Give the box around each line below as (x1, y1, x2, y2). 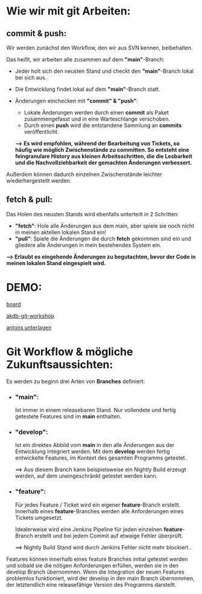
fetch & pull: (6, 195, 53, 205)
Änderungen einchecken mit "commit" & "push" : (14, 98, 139, 104)
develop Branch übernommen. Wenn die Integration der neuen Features (6, 568, 185, 575)
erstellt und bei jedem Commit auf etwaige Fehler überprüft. (34, 532, 183, 539)
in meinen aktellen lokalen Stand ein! (14, 228, 107, 236)
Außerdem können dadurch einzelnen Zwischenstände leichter (6, 170, 163, 178)
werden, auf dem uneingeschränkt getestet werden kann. (14, 472, 158, 480)
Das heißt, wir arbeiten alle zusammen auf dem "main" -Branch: (6, 56, 165, 63)
